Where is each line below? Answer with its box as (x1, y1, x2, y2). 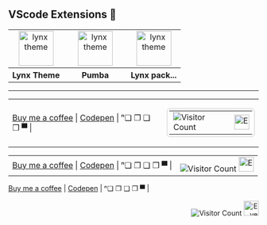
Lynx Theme (12, 69, 60, 80)
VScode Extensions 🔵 (8, 8, 117, 21)
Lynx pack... (130, 69, 177, 80)
